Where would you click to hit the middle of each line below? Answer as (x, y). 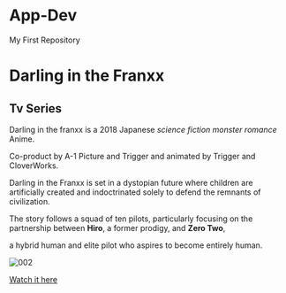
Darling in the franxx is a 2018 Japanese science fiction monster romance (143, 129)
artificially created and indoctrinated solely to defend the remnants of (135, 192)
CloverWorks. (34, 166)
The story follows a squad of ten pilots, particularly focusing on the (131, 219)
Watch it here (34, 279)
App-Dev (43, 15)
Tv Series (36, 108)
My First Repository (45, 40)
